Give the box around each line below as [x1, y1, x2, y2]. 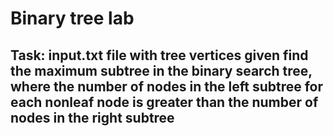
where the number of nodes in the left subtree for [10, 78, 324, 95]
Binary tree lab [10, 7, 135, 30]
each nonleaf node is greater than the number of [10, 93, 319, 111]
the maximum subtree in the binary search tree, [10, 62, 313, 79]
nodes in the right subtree [10, 109, 175, 126]
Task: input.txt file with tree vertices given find [10, 47, 309, 64]
